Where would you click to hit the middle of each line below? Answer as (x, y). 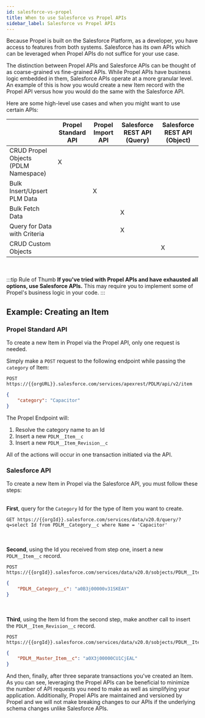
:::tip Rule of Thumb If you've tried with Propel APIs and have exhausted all (102, 279)
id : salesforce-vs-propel (39, 12)
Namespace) (28, 174)
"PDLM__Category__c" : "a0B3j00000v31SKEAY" (74, 589)
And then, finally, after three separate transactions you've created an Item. (100, 676)
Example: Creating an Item (58, 312)
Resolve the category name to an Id (60, 429)
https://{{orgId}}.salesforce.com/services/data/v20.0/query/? (99, 520)
